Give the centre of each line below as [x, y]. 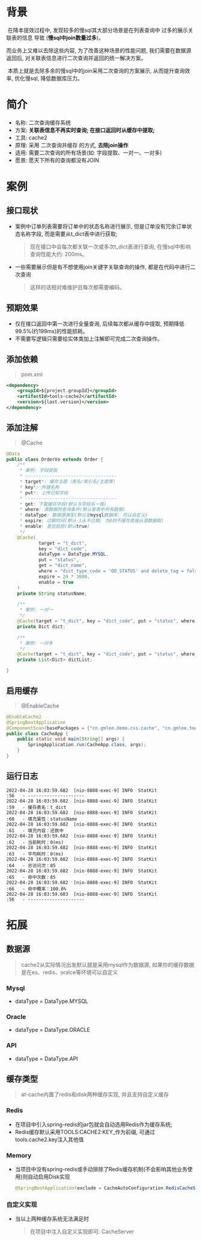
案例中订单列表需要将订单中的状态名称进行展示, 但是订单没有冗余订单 [101, 226]
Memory [19, 1155]
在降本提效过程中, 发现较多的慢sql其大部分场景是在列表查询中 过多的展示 [98, 30]
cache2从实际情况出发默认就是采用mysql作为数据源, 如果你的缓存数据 [108, 964]
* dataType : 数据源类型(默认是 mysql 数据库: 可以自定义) [84, 515]
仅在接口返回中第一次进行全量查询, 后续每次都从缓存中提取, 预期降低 [99, 323]
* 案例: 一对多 [36, 643]
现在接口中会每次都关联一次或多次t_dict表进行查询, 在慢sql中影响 [110, 247]
